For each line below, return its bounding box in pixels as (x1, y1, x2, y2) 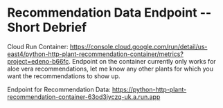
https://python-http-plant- (111, 85, 187, 93)
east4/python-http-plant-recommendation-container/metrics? (7, 50, 184, 58)
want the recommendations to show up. (7, 71, 121, 80)
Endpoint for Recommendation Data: (7, 85, 111, 93)
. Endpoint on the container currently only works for (69, 57, 216, 65)
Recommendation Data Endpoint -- (7, 5, 212, 21)
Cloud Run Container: (7, 42, 69, 51)
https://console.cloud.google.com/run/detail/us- (69, 42, 208, 51)
